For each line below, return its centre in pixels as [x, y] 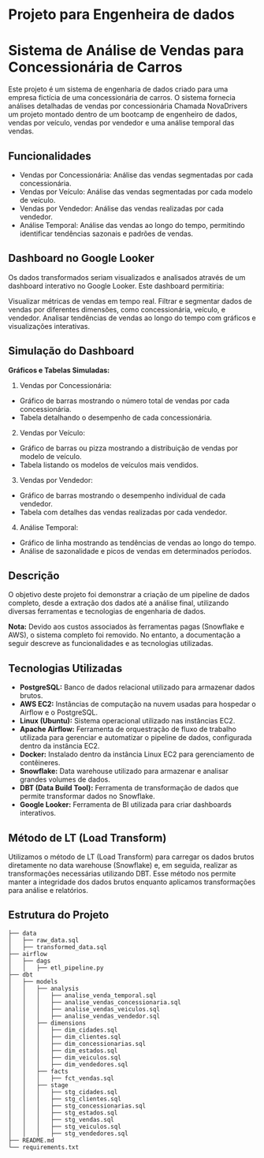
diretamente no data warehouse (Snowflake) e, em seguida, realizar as [123, 865]
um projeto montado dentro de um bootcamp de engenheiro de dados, [123, 114]
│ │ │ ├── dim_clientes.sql [65, 1037]
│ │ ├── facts [38, 1071]
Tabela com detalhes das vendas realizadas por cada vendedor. [123, 512]
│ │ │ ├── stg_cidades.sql [63, 1092]
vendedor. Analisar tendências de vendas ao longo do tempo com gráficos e [132, 318]
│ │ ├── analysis [44, 988]
